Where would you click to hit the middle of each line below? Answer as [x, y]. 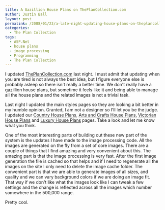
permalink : [16, 23]
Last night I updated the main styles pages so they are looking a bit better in [82, 105]
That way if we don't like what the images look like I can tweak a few [74, 182]
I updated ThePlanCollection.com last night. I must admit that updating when [82, 74]
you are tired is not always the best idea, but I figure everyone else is [75, 79]
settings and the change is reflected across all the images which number [79, 187]
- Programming [24, 55]
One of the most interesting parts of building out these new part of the [76, 135]
